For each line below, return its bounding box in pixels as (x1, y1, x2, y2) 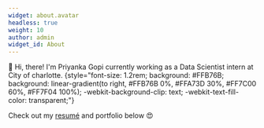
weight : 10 (8, 26, 44, 34)
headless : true (8, 19, 58, 27)
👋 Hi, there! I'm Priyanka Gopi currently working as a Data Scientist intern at (8, 62, 254, 71)
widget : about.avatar (8, 11, 80, 20)
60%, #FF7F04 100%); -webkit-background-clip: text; (8, 87, 184, 97)
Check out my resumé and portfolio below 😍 (8, 111, 154, 120)
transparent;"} (28, 96, 75, 105)
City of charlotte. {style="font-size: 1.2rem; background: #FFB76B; (8, 71, 225, 80)
